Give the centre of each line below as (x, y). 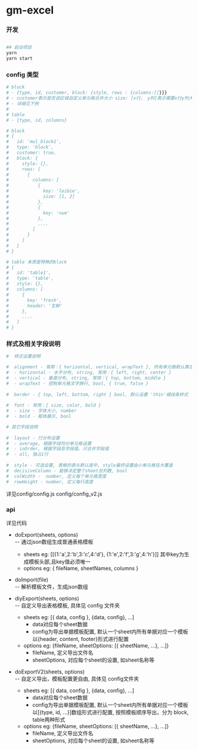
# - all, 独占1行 (27, 454)
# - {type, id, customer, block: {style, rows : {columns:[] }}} (87, 93)
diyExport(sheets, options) (47, 598)
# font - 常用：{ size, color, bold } (54, 405)
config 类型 (22, 75)
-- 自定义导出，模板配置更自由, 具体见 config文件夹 (77, 679)
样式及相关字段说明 (33, 343)
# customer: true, (32, 153)
